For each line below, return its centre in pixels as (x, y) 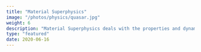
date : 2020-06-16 (28, 39)
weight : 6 (19, 23)
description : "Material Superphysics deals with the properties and (93, 28)
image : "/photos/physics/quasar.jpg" (53, 17)
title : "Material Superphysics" (46, 12)
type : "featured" (28, 34)
